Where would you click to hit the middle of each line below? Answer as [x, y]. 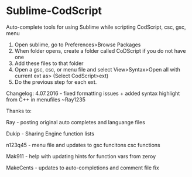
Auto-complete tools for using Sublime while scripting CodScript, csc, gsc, [96, 27]
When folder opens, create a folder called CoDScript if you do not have [100, 50]
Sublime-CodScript [54, 11]
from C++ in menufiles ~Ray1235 [46, 99]
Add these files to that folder [49, 63]
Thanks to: [19, 111]
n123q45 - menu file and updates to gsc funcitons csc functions [83, 145]
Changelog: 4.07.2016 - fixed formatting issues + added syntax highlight [93, 93]
